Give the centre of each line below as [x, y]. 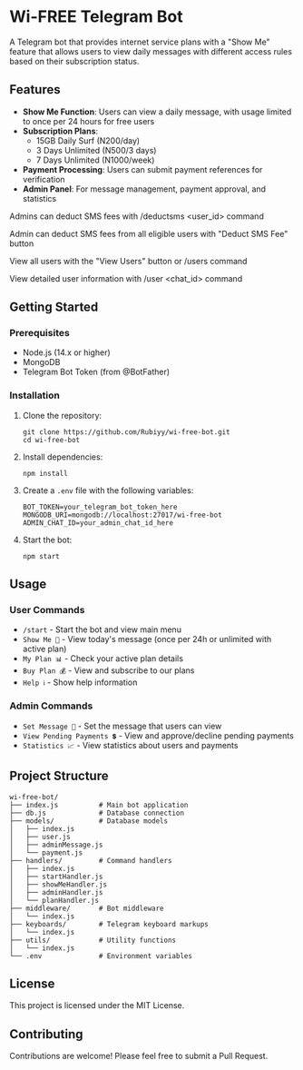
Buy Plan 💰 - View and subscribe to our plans [108, 670]
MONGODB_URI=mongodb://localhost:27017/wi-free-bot [122, 515]
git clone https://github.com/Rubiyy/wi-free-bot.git [126, 432]
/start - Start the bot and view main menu [102, 629]
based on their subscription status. [74, 61]
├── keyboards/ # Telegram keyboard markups [109, 924]
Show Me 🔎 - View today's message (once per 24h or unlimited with [147, 639]
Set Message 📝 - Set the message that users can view [122, 726]
